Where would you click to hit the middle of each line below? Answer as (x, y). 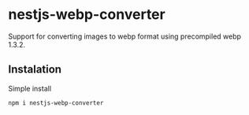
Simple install (30, 88)
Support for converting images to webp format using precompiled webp (125, 36)
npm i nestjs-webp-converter (56, 103)
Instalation (35, 70)
